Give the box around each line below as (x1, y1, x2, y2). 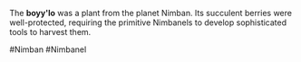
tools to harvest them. (9, 27, 92, 37)
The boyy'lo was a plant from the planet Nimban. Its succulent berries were (9, 8, 293, 18)
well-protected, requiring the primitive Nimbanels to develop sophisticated (9, 17, 287, 28)
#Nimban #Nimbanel (9, 44, 87, 55)
